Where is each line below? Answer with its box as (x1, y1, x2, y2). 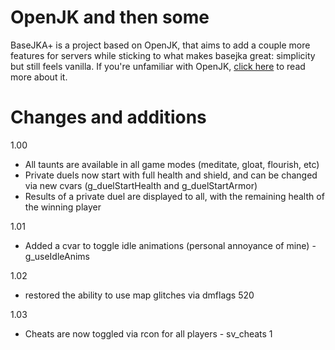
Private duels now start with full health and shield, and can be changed (24, 169, 318, 181)
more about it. (10, 71, 68, 83)
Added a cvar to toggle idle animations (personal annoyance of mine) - (24, 239, 317, 251)
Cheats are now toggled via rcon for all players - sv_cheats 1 (24, 327, 273, 340)
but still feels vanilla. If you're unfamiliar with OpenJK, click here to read (10, 60, 306, 72)
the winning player (24, 201, 102, 213)
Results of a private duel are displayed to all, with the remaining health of (24, 190, 325, 202)
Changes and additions (10, 106, 207, 129)
